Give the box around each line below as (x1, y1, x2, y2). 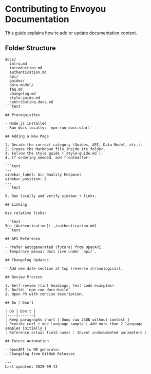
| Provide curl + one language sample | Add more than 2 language (5, 321, 143, 326)
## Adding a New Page (5, 134, 49, 138)
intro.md (9, 61, 27, 66)
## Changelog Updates (5, 257, 49, 262)
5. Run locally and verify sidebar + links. (5, 194, 97, 198)
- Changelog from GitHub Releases (5, 351, 75, 356)
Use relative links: (5, 211, 47, 216)
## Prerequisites (5, 112, 40, 118)
